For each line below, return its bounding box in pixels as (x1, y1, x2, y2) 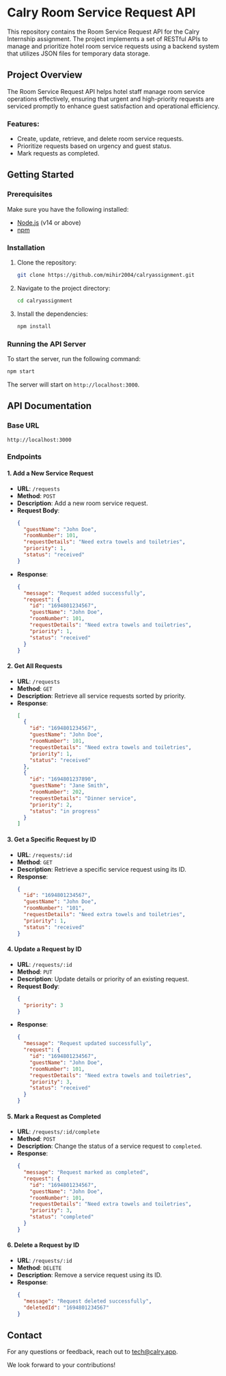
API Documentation (7, 400, 92, 412)
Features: (7, 119, 40, 128)
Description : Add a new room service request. (16, 499, 148, 507)
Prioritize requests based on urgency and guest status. (16, 142, 172, 150)
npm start (7, 368, 36, 375)
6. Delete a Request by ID (7, 1241, 80, 1249)
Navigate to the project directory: (16, 284, 111, 292)
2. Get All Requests (7, 661, 63, 669)
